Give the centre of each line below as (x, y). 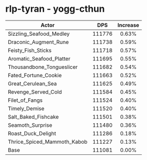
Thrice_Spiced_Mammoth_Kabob (48, 142)
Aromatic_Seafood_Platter (39, 58)
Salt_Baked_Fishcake (33, 117)
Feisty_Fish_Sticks (30, 50)
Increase (128, 25)
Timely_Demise (26, 108)
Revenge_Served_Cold (35, 92)
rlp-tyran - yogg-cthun (55, 9)
